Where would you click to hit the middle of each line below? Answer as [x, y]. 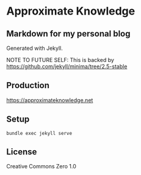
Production [28, 85]
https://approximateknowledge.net [50, 100]
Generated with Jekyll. [34, 48]
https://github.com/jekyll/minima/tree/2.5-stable [67, 66]
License [22, 152]
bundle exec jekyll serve [39, 133]
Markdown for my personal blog [68, 34]
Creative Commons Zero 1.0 [41, 166]
